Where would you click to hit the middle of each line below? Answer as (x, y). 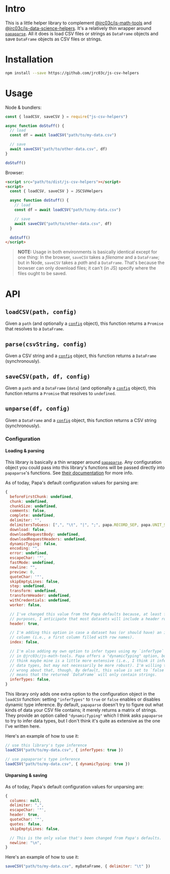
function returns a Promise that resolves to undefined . (61, 393)
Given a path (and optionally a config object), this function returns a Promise (84, 324)
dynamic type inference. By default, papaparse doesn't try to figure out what (84, 705)
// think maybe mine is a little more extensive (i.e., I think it (82, 661)
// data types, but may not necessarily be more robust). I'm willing (86, 665)
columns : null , (26, 801)
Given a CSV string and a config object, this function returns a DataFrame (81, 356)
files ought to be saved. (42, 274)
